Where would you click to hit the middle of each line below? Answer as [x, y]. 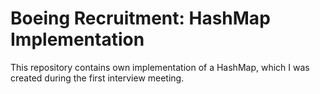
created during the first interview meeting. [97, 78]
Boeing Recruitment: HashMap [140, 18]
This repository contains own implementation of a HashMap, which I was [160, 67]
